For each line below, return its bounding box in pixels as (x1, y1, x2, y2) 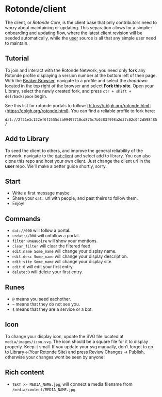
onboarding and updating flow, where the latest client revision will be (5, 30, 143, 36)
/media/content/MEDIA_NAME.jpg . (12, 386, 77, 392)
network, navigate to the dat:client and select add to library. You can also (5, 152, 151, 159)
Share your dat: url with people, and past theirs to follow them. (12, 195, 138, 201)
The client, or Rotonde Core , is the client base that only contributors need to (5, 19, 157, 25)
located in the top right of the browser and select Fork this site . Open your (5, 83, 154, 89)
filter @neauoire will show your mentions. (12, 238, 98, 244)
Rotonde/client (5, 3, 66, 15)
